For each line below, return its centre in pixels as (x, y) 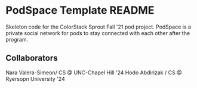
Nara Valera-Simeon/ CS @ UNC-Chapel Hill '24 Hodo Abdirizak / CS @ (94, 73)
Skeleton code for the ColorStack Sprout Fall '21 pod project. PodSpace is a (98, 27)
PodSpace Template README (80, 10)
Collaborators (32, 58)
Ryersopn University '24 (35, 78)
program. (17, 39)
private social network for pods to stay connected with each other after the (98, 33)
